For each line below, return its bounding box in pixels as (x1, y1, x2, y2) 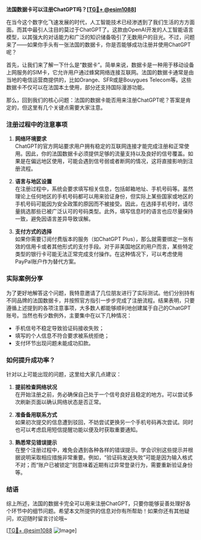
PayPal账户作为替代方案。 (14, 258, 80, 266)
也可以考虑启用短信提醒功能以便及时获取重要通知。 (14, 426, 141, 433)
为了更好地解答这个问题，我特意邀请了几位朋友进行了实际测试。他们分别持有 (6, 289, 195, 296)
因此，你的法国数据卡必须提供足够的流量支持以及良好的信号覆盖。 (25, 150, 188, 158)
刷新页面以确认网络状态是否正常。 (20, 398, 105, 405)
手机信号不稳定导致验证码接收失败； (14, 324, 105, 331)
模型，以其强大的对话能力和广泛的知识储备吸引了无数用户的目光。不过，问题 (6, 34, 195, 41)
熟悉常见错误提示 (14, 439, 57, 446)
